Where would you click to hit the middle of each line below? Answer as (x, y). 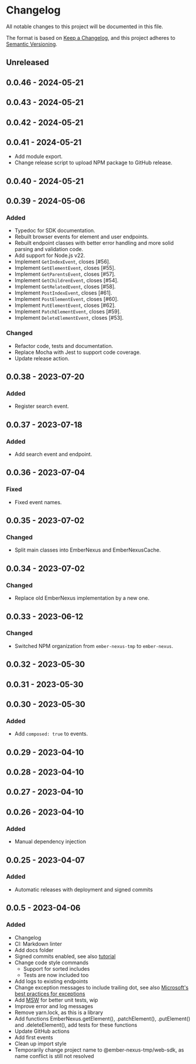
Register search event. (42, 406)
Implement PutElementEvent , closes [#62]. (65, 305)
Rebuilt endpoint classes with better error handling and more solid (94, 243)
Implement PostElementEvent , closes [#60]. (66, 299)
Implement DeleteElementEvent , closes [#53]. (69, 318)
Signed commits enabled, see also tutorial (65, 956)
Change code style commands (51, 962)
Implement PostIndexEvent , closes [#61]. (63, 293)
